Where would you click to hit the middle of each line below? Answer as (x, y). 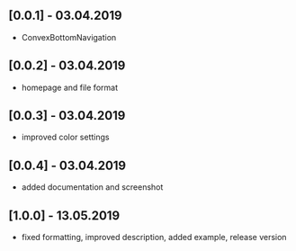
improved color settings (65, 137)
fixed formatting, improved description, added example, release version (154, 238)
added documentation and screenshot (92, 187)
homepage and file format (70, 87)
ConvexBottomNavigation (69, 37)
